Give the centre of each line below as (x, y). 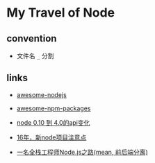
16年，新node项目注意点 (51, 137)
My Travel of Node (61, 13)
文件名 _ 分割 (35, 56)
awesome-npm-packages (54, 108)
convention (32, 38)
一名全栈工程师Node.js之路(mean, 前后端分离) (82, 152)
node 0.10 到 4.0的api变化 (53, 122)
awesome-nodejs (41, 94)
